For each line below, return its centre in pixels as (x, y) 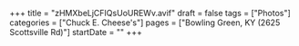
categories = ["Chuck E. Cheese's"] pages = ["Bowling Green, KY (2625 (145, 23)
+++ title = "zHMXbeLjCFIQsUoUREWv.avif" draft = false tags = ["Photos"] (150, 13)
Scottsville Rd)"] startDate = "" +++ (76, 32)
